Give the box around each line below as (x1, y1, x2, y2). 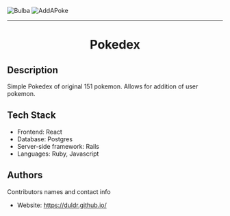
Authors (7, 169, 43, 181)
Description (7, 64, 58, 75)
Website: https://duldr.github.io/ (16, 201, 107, 209)
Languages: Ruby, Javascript (16, 149, 99, 158)
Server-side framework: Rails (16, 142, 99, 150)
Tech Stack (7, 110, 56, 121)
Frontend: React (16, 128, 63, 136)
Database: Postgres (16, 134, 73, 143)
